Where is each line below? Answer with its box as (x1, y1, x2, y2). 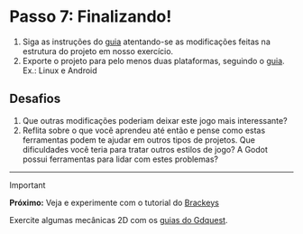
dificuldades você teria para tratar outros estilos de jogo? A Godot (22, 144, 269, 154)
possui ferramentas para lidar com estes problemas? (22, 154, 219, 164)
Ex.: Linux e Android (22, 65, 97, 76)
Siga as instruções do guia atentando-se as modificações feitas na (22, 36, 271, 47)
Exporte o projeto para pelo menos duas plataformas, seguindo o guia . (22, 55, 286, 66)
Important (9, 179, 46, 191)
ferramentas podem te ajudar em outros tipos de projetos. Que (22, 134, 255, 145)
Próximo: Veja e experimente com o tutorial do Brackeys (9, 197, 219, 208)
